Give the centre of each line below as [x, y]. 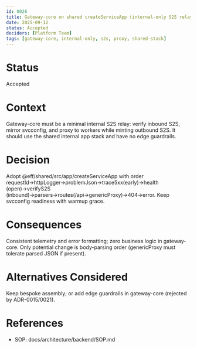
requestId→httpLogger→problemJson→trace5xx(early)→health [83, 182]
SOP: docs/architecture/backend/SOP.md [65, 339]
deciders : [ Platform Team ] [39, 33]
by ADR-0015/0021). [31, 299]
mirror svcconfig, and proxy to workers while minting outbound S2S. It [91, 130]
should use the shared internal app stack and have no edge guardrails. [91, 136]
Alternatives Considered [67, 277]
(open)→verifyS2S [28, 189]
